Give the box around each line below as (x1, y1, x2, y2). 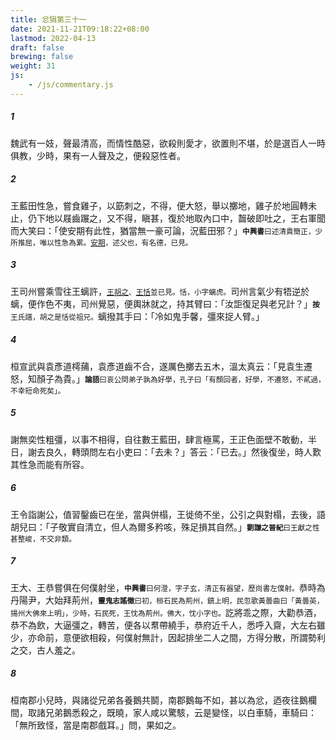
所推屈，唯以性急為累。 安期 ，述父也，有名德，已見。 (10, 237, 193, 248)
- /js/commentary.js (28, 80, 114, 90)
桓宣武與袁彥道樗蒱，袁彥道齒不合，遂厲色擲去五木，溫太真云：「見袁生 (10, 360, 304, 372)
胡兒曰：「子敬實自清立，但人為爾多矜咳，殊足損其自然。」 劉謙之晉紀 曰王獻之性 (10, 521, 320, 533)
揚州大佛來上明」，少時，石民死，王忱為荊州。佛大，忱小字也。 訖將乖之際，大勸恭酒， (10, 606, 322, 618)
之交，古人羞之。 (10, 644, 81, 656)
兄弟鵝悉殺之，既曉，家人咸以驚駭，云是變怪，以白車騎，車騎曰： (44, 706, 317, 718)
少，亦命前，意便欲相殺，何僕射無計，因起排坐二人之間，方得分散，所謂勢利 (10, 631, 326, 643)
